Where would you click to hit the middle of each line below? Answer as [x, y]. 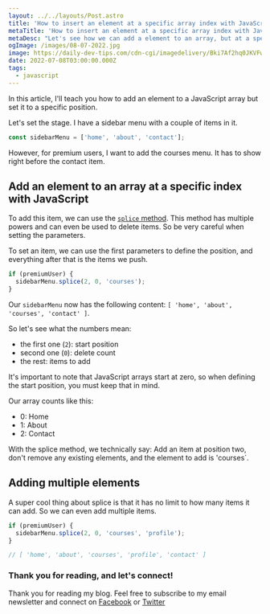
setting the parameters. [47, 235]
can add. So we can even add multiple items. [82, 510]
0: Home [34, 416]
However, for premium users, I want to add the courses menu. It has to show [135, 153]
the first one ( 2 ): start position [69, 344]
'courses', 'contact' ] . [49, 313]
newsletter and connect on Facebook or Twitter [87, 602]
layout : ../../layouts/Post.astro [66, 16]
